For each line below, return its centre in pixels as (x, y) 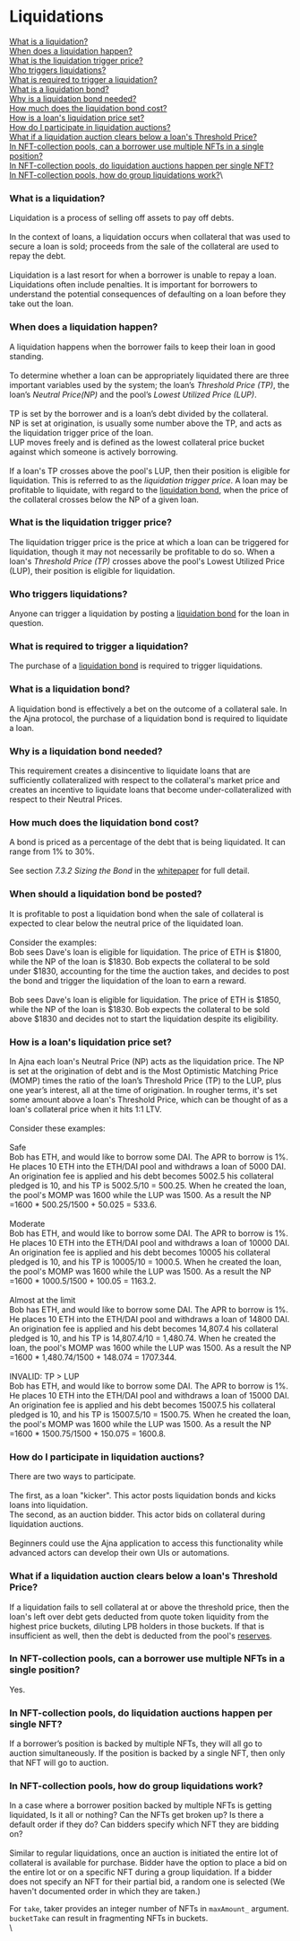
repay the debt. (38, 256)
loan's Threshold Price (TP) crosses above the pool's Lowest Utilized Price (147, 561)
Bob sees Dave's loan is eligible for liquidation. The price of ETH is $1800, (146, 952)
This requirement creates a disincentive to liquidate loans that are (130, 771)
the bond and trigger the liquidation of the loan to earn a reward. (128, 980)
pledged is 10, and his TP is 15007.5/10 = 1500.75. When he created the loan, (150, 1414)
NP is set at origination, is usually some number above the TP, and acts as (146, 423)
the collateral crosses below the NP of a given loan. (104, 499)
